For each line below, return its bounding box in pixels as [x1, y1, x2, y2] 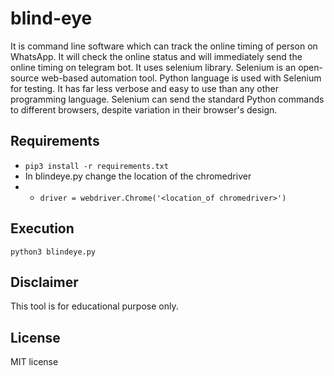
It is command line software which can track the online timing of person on [10, 40, 318, 52]
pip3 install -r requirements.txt [24, 161, 169, 171]
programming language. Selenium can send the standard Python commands [10, 93, 325, 105]
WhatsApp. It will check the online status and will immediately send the [10, 50, 303, 62]
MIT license [10, 356, 59, 368]
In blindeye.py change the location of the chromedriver [24, 170, 252, 182]
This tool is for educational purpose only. [10, 300, 179, 312]
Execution [10, 220, 75, 237]
